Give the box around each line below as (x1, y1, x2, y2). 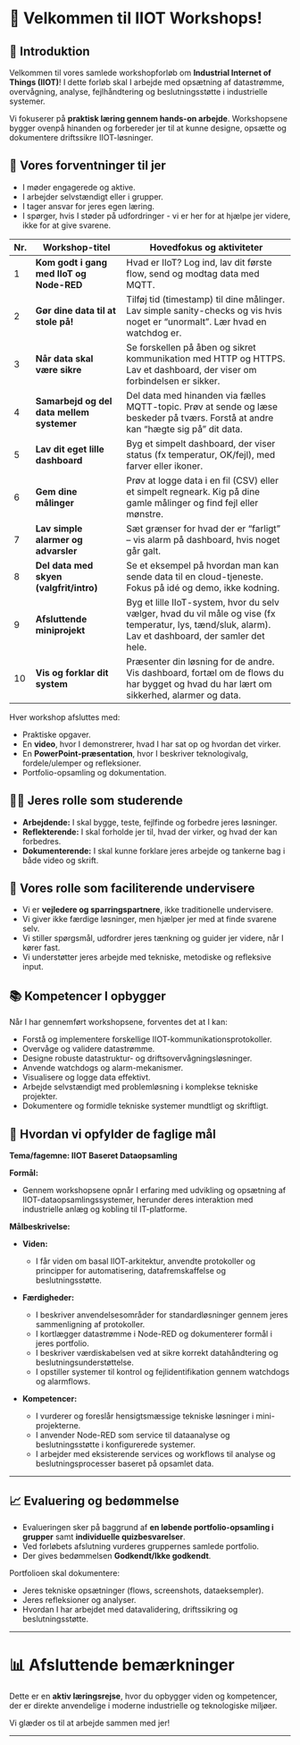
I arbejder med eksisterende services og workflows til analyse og (35, 1449, 276, 1460)
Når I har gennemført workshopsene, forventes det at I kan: (9, 1017, 228, 1028)
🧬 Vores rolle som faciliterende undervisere (9, 881, 255, 896)
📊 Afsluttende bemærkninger (9, 1655, 235, 1675)
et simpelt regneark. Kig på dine (126, 485, 261, 497)
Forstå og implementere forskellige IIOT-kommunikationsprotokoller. (21, 1034, 272, 1045)
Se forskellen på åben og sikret (126, 341, 256, 353)
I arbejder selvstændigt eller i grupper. (21, 191, 163, 202)
